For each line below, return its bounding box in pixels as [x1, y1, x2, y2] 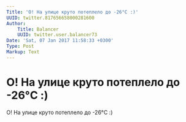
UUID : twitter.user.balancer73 [17, 32, 98, 38]
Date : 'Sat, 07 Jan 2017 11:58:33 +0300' [6, 37, 114, 44]
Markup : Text [6, 49, 40, 55]
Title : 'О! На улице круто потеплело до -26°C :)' [6, 9, 139, 15]
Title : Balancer [17, 26, 60, 32]
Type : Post [6, 44, 34, 50]
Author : [6, 20, 26, 26]
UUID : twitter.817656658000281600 [6, 15, 95, 21]
